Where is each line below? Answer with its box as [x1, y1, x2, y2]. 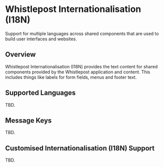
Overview [5, 50, 36, 59]
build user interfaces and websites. [5, 36, 77, 42]
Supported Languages [5, 89, 76, 97]
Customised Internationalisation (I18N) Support [5, 144, 155, 153]
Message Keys [5, 116, 52, 125]
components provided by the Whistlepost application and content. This [5, 69, 151, 75]
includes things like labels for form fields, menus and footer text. [5, 74, 137, 80]
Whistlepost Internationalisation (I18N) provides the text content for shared [5, 63, 158, 69]
